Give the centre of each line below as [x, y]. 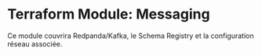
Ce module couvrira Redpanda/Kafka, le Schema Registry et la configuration [131, 36]
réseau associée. [35, 43]
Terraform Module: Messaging [109, 14]
